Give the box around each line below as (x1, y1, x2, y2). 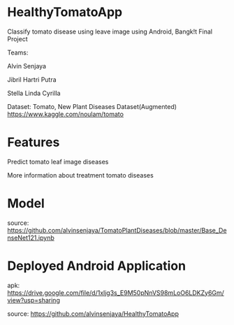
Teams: (7, 48, 29, 57)
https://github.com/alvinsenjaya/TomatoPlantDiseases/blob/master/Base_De (7, 226, 227, 234)
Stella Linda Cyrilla (7, 89, 61, 97)
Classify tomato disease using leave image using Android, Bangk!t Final (7, 27, 213, 36)
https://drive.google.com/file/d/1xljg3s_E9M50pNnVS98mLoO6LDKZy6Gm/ (7, 288, 225, 297)
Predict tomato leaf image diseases (7, 157, 109, 166)
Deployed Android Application (7, 258, 187, 273)
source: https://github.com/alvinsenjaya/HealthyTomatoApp (7, 309, 180, 318)
